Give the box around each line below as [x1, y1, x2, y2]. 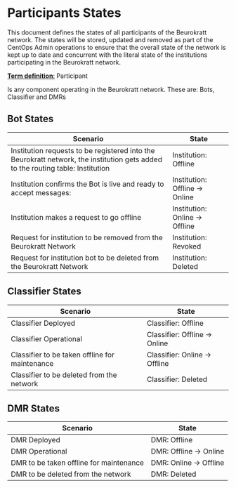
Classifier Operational [11, 334, 83, 343]
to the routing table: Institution [11, 163, 110, 173]
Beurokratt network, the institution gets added [11, 154, 163, 164]
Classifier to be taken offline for [11, 350, 114, 360]
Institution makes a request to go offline [11, 212, 142, 222]
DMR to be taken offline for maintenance [11, 458, 144, 468]
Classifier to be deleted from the [11, 370, 117, 380]
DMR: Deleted [150, 469, 197, 479]
